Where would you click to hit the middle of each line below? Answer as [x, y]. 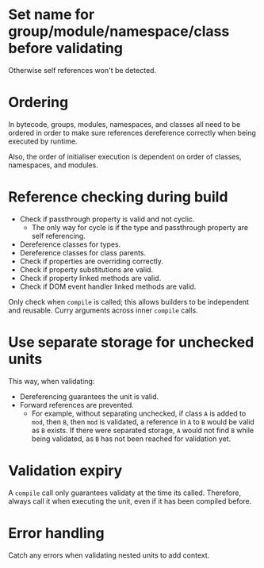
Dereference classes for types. [70, 244]
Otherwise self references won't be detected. [82, 70]
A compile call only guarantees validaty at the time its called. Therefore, [125, 493]
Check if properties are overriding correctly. [92, 261]
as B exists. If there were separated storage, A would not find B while [143, 430]
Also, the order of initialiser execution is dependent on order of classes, [125, 156]
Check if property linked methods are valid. [90, 278]
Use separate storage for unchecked [131, 342]
